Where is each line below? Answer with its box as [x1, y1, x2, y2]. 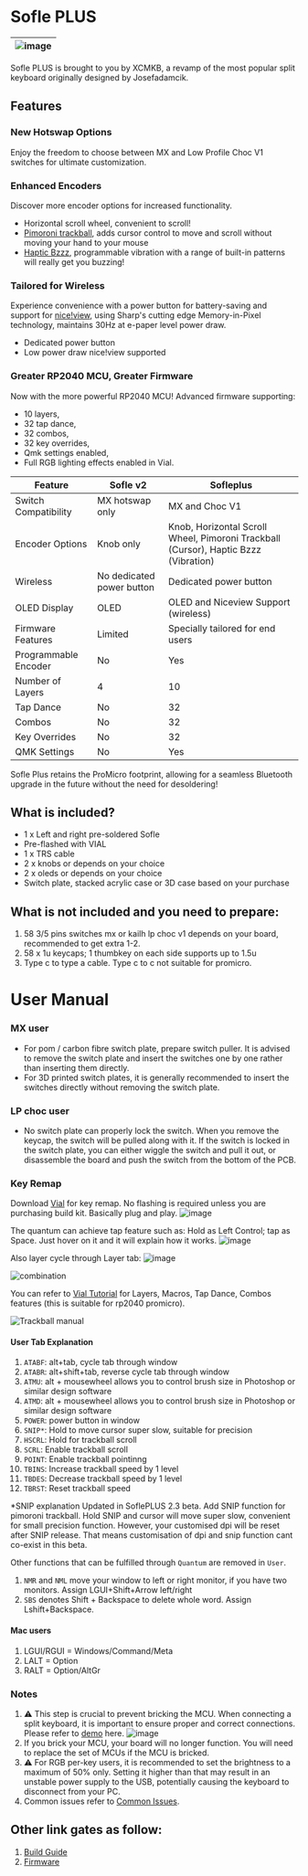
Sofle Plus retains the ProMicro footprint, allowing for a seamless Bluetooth [10, 768, 293, 779]
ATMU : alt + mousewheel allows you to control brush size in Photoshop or [23, 1376, 296, 1387]
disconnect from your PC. [23, 1786, 122, 1797]
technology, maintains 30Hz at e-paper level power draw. [10, 320, 227, 331]
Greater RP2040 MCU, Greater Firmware [10, 370, 194, 383]
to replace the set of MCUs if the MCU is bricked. [23, 1747, 209, 1758]
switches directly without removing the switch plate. [23, 1081, 220, 1093]
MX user [10, 1022, 49, 1034]
